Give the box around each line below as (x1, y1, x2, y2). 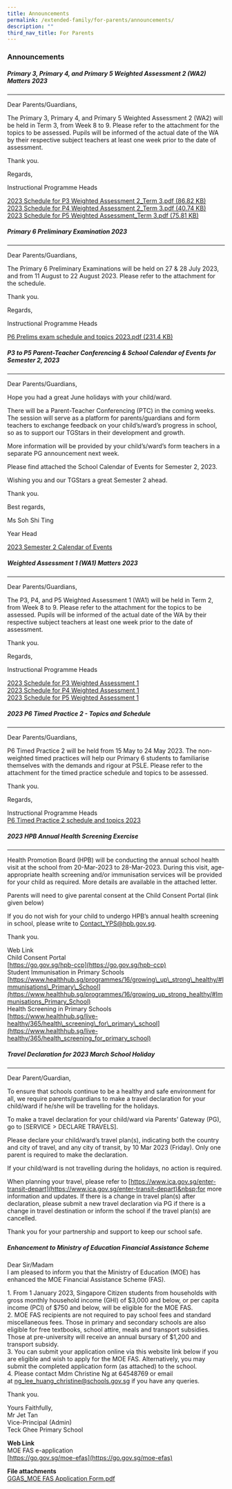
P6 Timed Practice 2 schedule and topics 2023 (7, 816, 142, 825)
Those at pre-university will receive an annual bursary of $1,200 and (7, 1332, 202, 1341)
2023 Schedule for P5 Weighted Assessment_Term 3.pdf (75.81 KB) (7, 211, 199, 220)
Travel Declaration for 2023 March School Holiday (7, 1050, 155, 1058)
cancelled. (7, 1213, 37, 1222)
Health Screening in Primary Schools (7, 1004, 112, 1012)
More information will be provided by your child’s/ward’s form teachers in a (7, 442, 220, 450)
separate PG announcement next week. (7, 450, 119, 458)
